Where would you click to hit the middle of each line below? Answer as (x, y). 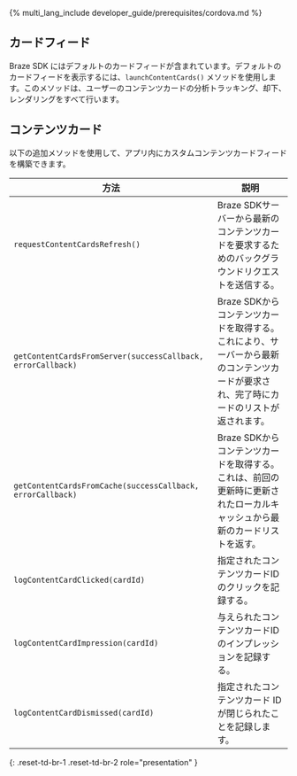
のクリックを (244, 586)
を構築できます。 (40, 164)
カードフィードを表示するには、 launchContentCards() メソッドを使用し (139, 77)
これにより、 (244, 341)
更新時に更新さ (248, 491)
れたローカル (244, 504)
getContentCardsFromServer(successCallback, (109, 356)
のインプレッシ (248, 643)
